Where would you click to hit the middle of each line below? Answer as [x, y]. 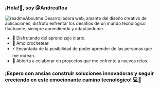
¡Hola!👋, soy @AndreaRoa [36, 8]
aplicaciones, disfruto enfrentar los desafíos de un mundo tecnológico [75, 23]
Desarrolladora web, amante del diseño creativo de [96, 18]
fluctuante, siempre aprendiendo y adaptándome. [55, 29]
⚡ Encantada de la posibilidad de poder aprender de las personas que [82, 49]
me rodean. [24, 56]
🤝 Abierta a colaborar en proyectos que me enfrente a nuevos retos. [80, 61]
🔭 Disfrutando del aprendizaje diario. [49, 38]
